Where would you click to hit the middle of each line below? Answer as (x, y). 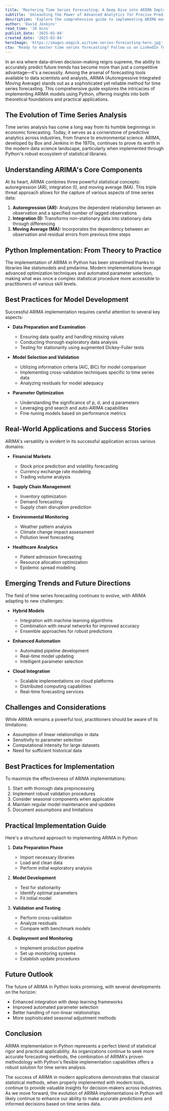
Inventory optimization (43, 496)
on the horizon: (21, 992)
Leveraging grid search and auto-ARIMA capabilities (74, 408)
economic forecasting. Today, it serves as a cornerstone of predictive (77, 133)
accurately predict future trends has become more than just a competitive (81, 67)
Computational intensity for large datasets (56, 745)
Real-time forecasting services (52, 691)
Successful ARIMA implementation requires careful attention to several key (83, 312)
